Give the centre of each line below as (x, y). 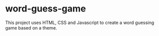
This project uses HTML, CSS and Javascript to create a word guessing (80, 22)
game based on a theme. (31, 27)
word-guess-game (46, 9)
